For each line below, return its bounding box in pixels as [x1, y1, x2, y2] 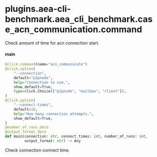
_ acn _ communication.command [10, 24, 143, 35]
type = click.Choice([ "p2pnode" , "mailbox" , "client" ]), [14, 89, 127, 94]
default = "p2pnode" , [14, 75, 53, 80]
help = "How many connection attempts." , [14, 111, 94, 116]
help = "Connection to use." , [14, 80, 70, 85]
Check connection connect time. [5, 147, 70, 153]
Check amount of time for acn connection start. [5, 40, 100, 46]
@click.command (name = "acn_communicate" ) [5, 62, 88, 67]
